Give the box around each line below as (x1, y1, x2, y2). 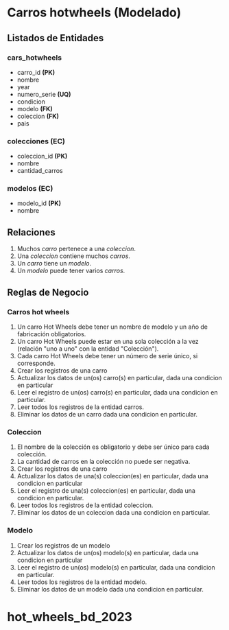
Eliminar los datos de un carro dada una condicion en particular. (16, 410, 197, 418)
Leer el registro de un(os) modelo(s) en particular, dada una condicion (16, 563, 216, 571)
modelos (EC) (7, 184, 53, 194)
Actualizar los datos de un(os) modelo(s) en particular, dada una (16, 548, 199, 557)
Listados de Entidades (7, 32, 104, 44)
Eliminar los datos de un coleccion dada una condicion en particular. (16, 509, 210, 517)
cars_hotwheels (7, 53, 62, 62)
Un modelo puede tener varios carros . (16, 266, 125, 275)
